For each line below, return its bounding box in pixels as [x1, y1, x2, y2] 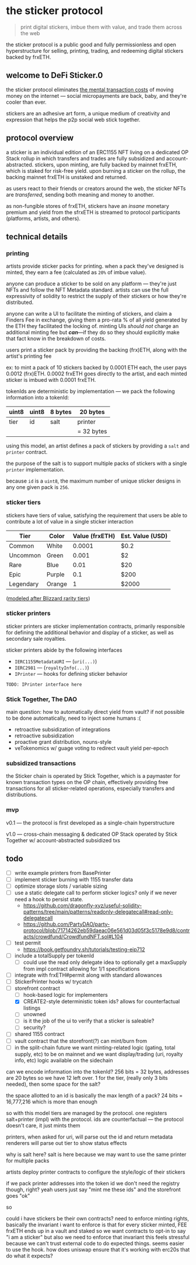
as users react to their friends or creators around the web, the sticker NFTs [6, 184, 186, 192]
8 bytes [50, 408, 72, 416]
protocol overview [6, 133, 74, 143]
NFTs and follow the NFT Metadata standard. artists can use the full [6, 286, 169, 293]
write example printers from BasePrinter [14, 869, 111, 876]
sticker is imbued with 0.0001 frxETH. [6, 377, 96, 384]
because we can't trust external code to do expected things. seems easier [6, 1240, 185, 1247]
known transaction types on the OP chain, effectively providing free [6, 779, 169, 786]
